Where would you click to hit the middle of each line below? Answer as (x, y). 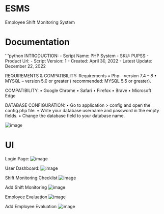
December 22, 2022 (26, 66)
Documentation (38, 42)
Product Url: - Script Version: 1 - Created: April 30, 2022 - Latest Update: (79, 61)
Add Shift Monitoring (26, 187)
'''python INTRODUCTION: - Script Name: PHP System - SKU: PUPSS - (77, 56)
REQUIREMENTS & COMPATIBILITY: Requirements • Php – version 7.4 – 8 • (81, 76)
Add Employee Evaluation (31, 206)
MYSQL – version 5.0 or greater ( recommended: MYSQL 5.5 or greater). (78, 81)
